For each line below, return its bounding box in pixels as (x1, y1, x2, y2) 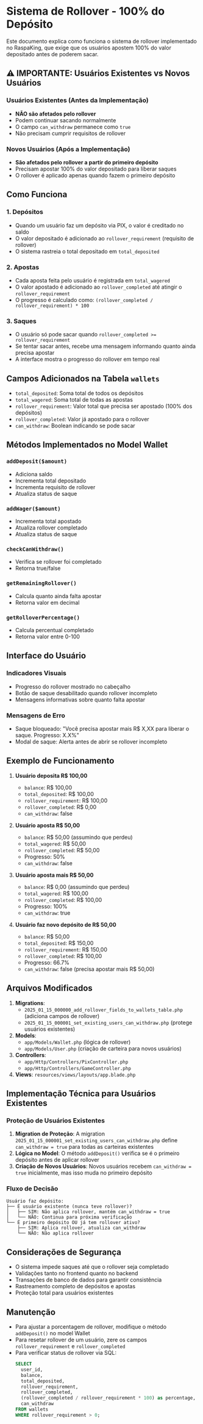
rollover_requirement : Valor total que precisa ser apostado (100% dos (15, 402, 193, 410)
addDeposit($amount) (6, 458, 68, 465)
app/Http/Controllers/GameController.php (24, 1065, 131, 1071)
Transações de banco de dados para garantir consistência (15, 1276, 162, 1283)
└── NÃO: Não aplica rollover (17, 1230, 94, 1236)
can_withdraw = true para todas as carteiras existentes (15, 1143, 154, 1151)
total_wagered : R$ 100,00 (24, 890, 88, 897)
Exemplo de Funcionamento (6, 756, 115, 766)
